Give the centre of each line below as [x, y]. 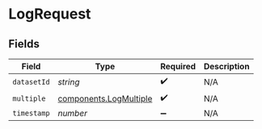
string [69, 81]
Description [226, 67]
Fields [24, 44]
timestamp [31, 113]
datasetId [31, 82]
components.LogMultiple [105, 98]
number [72, 113]
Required [178, 67]
